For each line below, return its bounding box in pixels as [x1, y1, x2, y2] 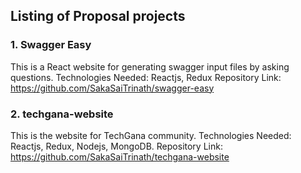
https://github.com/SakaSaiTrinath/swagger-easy [10, 82, 215, 94]
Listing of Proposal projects [10, 8, 186, 25]
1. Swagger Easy [10, 38, 92, 52]
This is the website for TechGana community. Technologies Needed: [10, 129, 292, 141]
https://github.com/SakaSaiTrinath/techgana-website [10, 150, 230, 163]
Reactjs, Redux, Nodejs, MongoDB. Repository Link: [10, 140, 223, 152]
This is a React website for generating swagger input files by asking [10, 60, 290, 73]
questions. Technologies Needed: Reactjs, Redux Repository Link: [10, 71, 282, 83]
